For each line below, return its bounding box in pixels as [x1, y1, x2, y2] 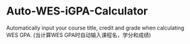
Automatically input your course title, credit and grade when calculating [6, 24, 185, 31]
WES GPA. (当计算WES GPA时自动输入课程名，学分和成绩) [6, 31, 151, 39]
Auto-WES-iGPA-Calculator [6, 4, 148, 18]
